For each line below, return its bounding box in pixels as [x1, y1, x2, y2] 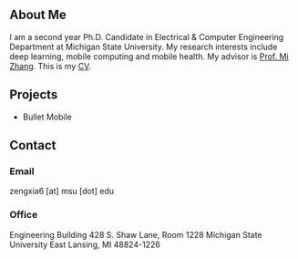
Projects [9, 87, 58, 103]
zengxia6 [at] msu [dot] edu [9, 186, 115, 197]
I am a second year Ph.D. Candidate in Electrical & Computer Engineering [9, 31, 284, 42]
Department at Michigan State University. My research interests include [9, 41, 278, 52]
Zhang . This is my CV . [9, 60, 91, 71]
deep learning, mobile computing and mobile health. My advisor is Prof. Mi [9, 50, 289, 62]
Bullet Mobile [22, 111, 73, 122]
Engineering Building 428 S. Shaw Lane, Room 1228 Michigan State [9, 229, 262, 240]
